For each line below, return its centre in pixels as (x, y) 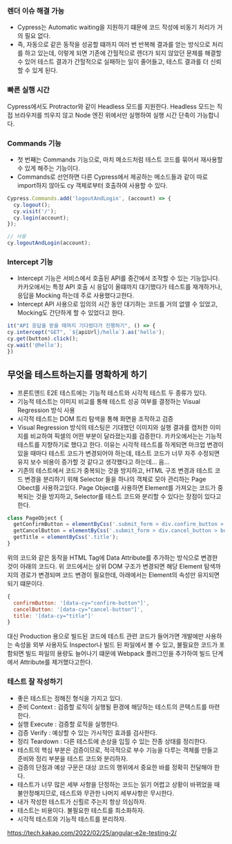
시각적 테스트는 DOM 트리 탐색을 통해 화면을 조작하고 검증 (95, 418)
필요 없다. (38, 36)
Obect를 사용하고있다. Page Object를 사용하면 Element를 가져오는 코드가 (116, 487)
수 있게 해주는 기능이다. (49, 168)
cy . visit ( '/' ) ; (35, 211)
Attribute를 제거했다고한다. (56, 662)
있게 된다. (45, 70)
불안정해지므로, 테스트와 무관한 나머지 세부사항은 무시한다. (96, 793)
